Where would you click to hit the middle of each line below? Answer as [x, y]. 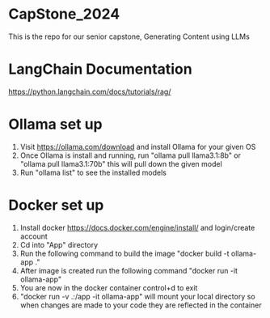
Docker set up [56, 205]
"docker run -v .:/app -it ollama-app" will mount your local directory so [138, 296]
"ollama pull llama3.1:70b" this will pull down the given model [121, 163]
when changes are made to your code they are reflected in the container [141, 305]
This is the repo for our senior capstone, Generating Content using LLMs [129, 36]
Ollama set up [55, 124]
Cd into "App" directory [59, 244]
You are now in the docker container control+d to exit [109, 287]
